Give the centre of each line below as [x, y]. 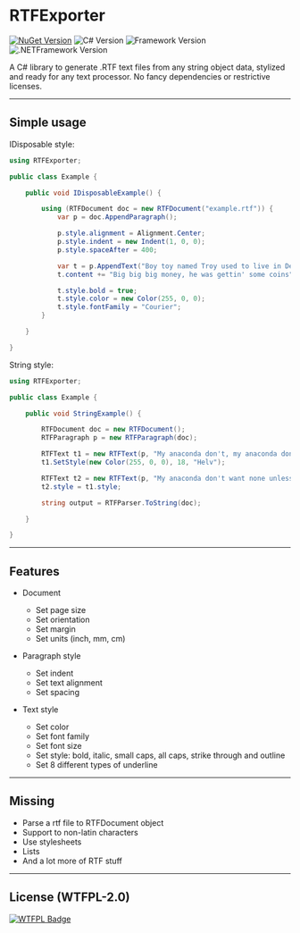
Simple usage [48, 123]
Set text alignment [69, 683]
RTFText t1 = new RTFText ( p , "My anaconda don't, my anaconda [159, 454]
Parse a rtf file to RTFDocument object [93, 822]
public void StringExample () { [83, 413]
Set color [52, 727]
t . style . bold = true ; [97, 290]
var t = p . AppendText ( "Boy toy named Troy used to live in [169, 266]
